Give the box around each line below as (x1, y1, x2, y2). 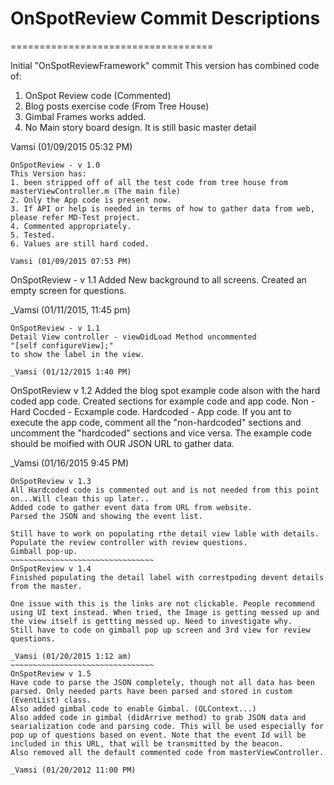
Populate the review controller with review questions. (10, 537, 248, 547)
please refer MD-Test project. (10, 212, 141, 222)
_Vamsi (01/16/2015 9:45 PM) (10, 457, 130, 469)
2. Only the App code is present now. (10, 195, 172, 205)
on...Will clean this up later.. (10, 493, 150, 504)
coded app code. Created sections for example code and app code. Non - (10, 395, 316, 407)
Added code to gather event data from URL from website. (10, 502, 253, 512)
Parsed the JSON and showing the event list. (10, 511, 203, 521)
